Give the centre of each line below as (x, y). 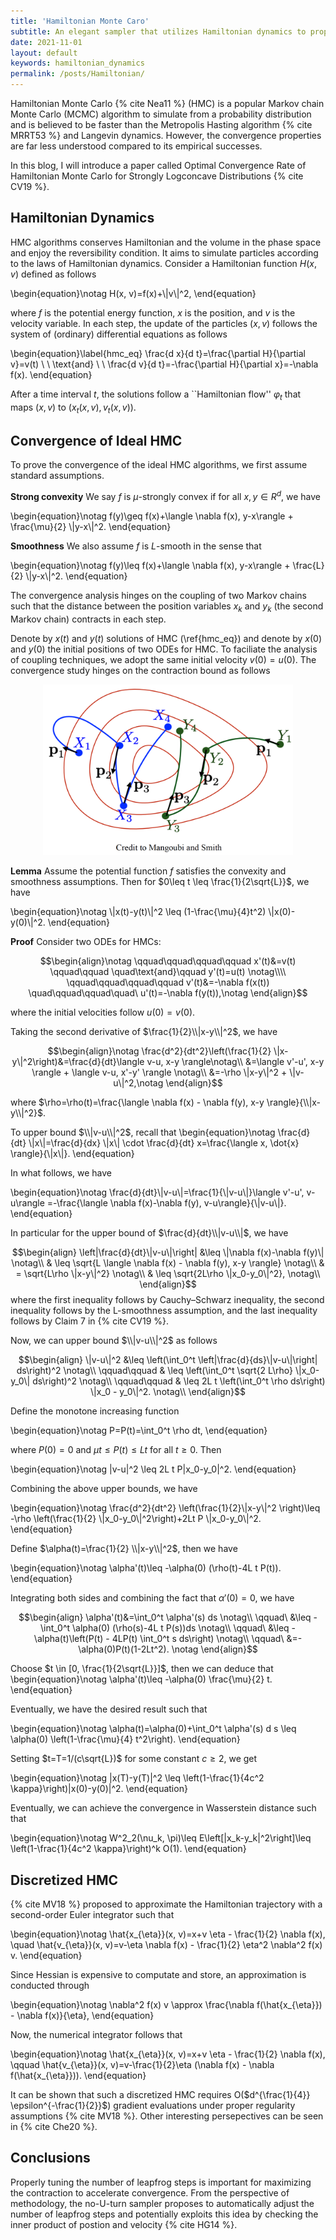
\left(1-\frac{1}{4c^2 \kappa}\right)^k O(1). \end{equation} (128, 1849)
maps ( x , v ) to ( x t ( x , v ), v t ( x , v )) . (73, 408)
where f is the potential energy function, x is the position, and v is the (153, 312)
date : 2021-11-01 (46, 42)
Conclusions (50, 2158)
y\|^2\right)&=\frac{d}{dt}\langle (78, 1062)
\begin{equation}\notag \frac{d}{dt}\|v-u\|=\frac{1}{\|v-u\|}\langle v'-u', (157, 1192)
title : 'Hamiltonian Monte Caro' (80, 21)
